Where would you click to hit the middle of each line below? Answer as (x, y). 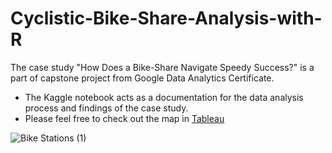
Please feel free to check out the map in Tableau (124, 118)
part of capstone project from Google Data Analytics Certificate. (142, 78)
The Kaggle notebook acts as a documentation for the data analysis (164, 97)
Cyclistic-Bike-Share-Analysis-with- (166, 18)
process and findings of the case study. (106, 108)
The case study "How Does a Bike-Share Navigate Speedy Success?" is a (162, 67)
